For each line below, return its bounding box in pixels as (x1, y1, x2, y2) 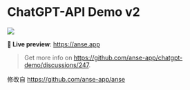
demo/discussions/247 (23, 60, 89, 69)
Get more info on (23, 53, 73, 62)
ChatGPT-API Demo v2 (7, 4, 140, 20)
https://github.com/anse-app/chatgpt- (73, 53, 183, 62)
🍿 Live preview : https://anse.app (7, 39, 100, 48)
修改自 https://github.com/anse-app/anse (7, 75, 126, 83)
